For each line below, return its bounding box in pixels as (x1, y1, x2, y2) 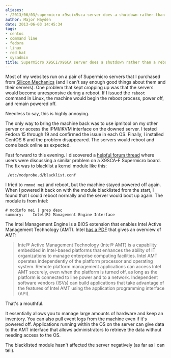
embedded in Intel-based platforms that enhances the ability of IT (17, 247, 156, 253)
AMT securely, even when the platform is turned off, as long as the (17, 269, 158, 275)
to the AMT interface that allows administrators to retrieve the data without (5, 327, 162, 333)
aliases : (5, 7, 24, 13)
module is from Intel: (5, 198, 48, 204)
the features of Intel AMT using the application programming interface (17, 285, 165, 291)
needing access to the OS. (5, 332, 61, 338)
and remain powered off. (5, 100, 57, 107)
